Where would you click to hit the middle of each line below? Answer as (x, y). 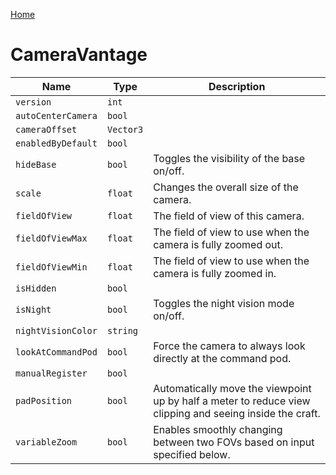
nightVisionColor (56, 330)
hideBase (36, 164)
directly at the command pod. (222, 358)
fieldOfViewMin (51, 267)
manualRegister (51, 373)
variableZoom (46, 442)
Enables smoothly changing (218, 429)
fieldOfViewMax (51, 238)
